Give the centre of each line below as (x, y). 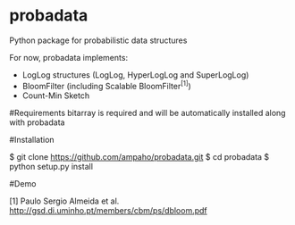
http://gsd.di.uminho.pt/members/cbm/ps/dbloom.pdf (108, 210)
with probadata (37, 122)
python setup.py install (51, 166)
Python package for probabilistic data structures (98, 40)
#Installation (32, 139)
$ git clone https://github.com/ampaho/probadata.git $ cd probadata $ (139, 156)
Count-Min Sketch (56, 96)
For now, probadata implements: (68, 57)
